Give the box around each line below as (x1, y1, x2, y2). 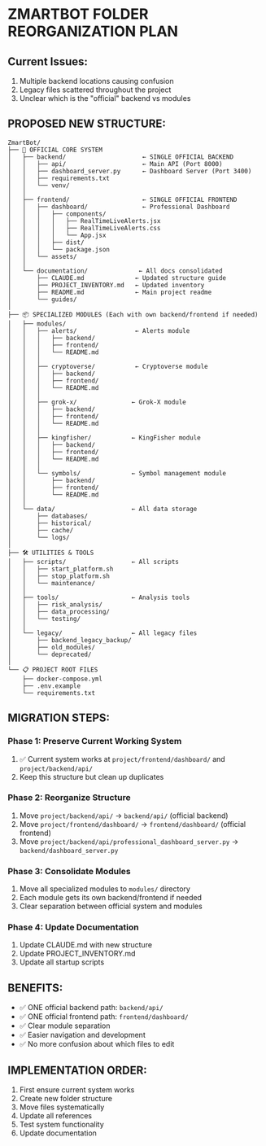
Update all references (19, 1111, 93, 1121)
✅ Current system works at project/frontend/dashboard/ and (19, 754, 225, 763)
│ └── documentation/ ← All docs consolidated (7, 266, 223, 275)
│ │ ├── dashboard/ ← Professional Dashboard (7, 203, 230, 211)
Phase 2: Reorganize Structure (7, 792, 131, 803)
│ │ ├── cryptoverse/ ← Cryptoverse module (7, 362, 208, 370)
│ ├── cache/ (7, 526, 74, 534)
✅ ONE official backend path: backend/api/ (19, 1003, 164, 1013)
